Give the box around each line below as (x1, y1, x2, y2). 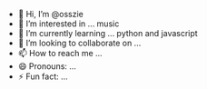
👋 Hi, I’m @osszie (17, 9, 84, 19)
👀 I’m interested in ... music (17, 18, 120, 29)
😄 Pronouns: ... (17, 61, 77, 72)
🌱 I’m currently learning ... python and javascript (17, 28, 198, 38)
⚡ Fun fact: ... (17, 71, 68, 82)
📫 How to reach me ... (17, 48, 103, 58)
